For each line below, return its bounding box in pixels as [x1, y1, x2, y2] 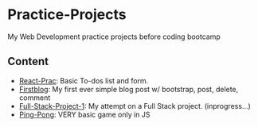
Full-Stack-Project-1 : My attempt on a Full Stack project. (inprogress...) [18, 101, 252, 110]
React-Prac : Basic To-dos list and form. [18, 75, 149, 85]
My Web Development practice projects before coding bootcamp [7, 32, 221, 41]
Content [7, 55, 49, 68]
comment [18, 93, 51, 102]
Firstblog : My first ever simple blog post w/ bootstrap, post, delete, [18, 84, 239, 94]
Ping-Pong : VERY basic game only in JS [18, 110, 150, 119]
